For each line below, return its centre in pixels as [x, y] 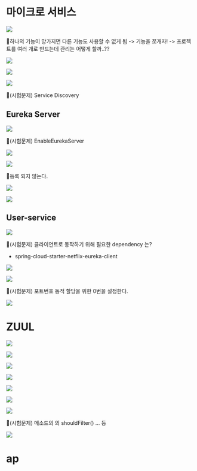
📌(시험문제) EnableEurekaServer [45, 141]
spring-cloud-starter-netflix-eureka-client [66, 256]
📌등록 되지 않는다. [27, 176]
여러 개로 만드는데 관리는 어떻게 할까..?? [63, 49]
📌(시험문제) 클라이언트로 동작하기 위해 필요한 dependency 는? [79, 244]
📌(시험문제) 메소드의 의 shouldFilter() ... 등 [56, 422]
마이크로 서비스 [41, 12]
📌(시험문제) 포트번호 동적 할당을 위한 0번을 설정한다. [67, 291]
